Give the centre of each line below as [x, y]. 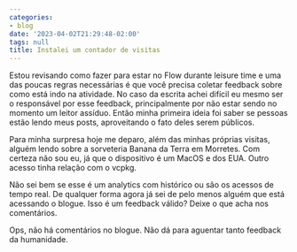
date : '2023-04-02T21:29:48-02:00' [75, 34]
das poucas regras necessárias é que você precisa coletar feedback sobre [146, 85]
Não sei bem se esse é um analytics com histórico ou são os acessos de [142, 185]
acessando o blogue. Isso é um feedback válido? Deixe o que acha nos [139, 203]
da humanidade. [39, 240]
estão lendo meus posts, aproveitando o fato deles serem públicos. [132, 122]
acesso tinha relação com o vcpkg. [73, 168]
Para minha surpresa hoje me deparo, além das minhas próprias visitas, [140, 140]
